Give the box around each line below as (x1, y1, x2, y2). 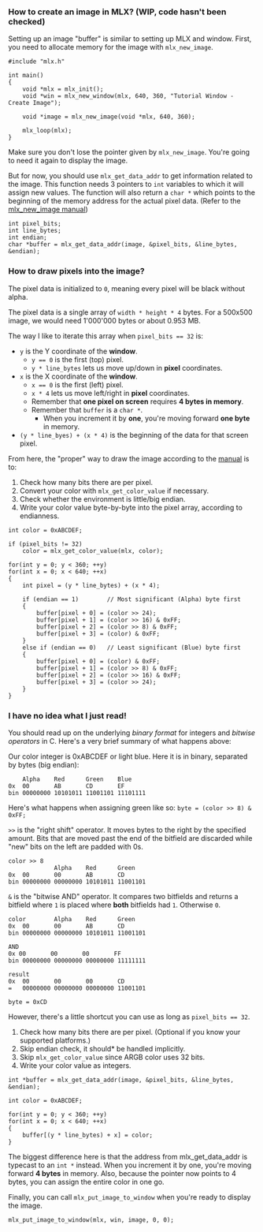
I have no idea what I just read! (8, 710, 128, 721)
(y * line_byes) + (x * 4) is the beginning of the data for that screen (19, 430, 249, 439)
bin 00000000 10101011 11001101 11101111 (8, 789, 146, 797)
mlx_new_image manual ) (8, 204, 88, 215)
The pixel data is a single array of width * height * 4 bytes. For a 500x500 (8, 307, 254, 317)
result (8, 970, 30, 978)
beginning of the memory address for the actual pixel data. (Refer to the (8, 196, 242, 206)
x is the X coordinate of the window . (19, 371, 138, 381)
